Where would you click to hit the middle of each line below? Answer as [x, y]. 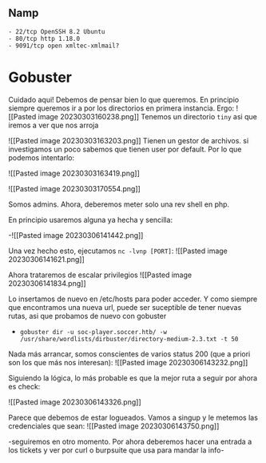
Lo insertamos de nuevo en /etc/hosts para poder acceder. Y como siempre [133, 299]
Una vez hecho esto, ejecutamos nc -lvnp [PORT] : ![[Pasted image [118, 251]
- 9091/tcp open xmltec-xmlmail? [64, 46]
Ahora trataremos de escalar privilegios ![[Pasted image [100, 275]
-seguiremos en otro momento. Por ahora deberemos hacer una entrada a [130, 441]
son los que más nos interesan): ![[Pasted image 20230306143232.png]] [128, 362]
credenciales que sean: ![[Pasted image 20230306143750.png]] [114, 426]
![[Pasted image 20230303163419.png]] [74, 173]
